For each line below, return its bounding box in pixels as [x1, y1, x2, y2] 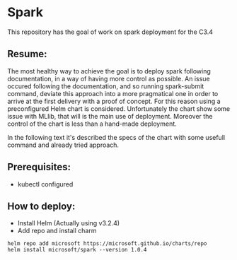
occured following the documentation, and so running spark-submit [7, 82, 204, 90]
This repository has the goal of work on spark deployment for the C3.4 [7, 28, 214, 36]
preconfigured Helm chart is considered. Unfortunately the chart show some [7, 104, 231, 113]
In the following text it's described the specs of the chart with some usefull [7, 133, 225, 141]
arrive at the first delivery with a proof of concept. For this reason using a [7, 97, 221, 105]
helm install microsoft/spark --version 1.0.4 [7, 247, 147, 254]
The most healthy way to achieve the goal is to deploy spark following [7, 66, 211, 75]
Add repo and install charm [17, 227, 97, 235]
